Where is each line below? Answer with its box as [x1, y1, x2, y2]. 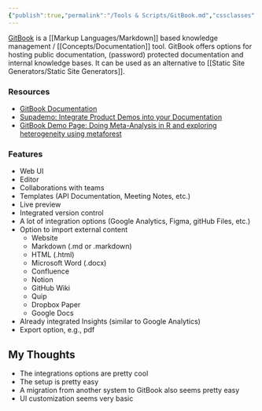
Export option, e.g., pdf [19, 325, 95, 335]
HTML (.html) [31, 250, 75, 259]
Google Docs [31, 308, 74, 318]
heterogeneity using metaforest [19, 129, 122, 138]
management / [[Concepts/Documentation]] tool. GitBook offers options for [8, 41, 253, 51]
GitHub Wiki [31, 284, 71, 293]
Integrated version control [19, 208, 104, 218]
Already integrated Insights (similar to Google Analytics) [19, 317, 201, 326]
